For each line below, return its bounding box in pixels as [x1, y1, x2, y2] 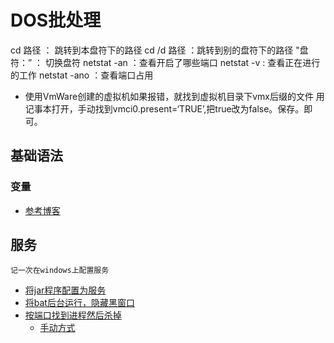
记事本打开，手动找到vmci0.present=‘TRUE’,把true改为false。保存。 [24, 102, 305, 115]
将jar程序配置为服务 [24, 284, 107, 296]
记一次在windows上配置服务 [10, 266, 110, 276]
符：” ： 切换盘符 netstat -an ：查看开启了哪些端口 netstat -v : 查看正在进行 [10, 56, 321, 68]
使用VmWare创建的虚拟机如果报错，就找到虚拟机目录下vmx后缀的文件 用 [24, 90, 325, 102]
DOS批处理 [10, 9, 102, 32]
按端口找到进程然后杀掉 [24, 309, 122, 321]
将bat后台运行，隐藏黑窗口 [24, 297, 135, 309]
